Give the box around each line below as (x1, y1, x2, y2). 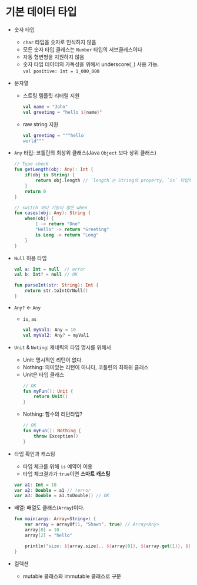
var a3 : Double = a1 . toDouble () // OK (14, 493, 109, 499)
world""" (22, 138, 45, 144)
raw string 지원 (22, 120, 59, 127)
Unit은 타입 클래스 (22, 371, 65, 378)
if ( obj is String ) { (25, 172, 75, 178)
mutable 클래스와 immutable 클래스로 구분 (22, 573, 122, 580)
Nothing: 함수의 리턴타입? (22, 410, 83, 418)
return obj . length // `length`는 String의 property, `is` (35, 178, 178, 183)
